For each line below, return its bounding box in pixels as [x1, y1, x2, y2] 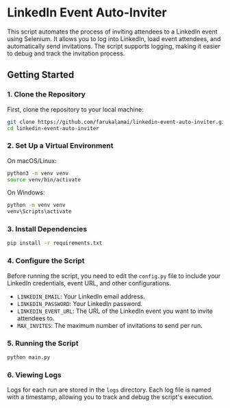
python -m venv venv [7, 202, 66, 209]
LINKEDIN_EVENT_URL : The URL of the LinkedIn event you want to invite [16, 307, 214, 315]
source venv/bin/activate [7, 176, 81, 183]
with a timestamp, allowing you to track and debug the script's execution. [7, 393, 214, 401]
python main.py [7, 354, 51, 361]
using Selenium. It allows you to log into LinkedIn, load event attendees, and [7, 34, 221, 42]
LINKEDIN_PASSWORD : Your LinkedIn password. [16, 299, 143, 307]
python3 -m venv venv [7, 170, 69, 177]
